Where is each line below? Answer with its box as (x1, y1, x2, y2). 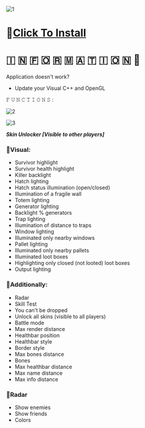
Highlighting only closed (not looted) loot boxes (14, 260, 130, 267)
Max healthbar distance (14, 363, 72, 370)
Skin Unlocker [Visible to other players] (6, 131, 105, 138)
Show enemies (14, 404, 51, 411)
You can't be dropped (14, 306, 68, 313)
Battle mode (14, 319, 44, 326)
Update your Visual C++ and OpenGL (14, 85, 106, 92)
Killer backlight (14, 171, 51, 179)
